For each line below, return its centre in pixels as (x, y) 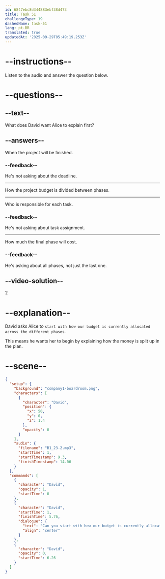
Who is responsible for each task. (39, 204)
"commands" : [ (24, 476)
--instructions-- (39, 62)
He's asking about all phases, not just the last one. (56, 265)
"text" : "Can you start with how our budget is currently (83, 526)
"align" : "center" (41, 531)
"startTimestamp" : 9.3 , (42, 457)
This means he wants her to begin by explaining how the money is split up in (82, 341)
